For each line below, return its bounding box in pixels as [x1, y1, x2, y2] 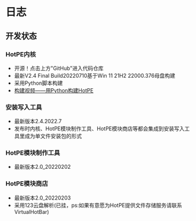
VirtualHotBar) [14, 208, 50, 215]
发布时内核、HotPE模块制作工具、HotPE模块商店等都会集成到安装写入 [14, 125, 185, 132]
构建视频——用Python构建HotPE [14, 87, 94, 94]
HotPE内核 [5, 50, 36, 58]
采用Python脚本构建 [14, 79, 63, 87]
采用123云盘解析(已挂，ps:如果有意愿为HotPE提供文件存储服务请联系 [14, 201, 182, 209]
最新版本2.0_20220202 [14, 164, 71, 171]
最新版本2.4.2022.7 [14, 118, 62, 125]
